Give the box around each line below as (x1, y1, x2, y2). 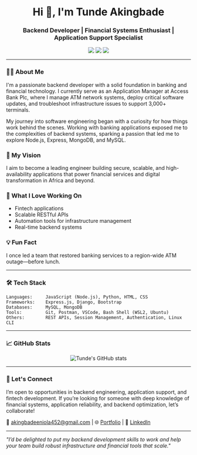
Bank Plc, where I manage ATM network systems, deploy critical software (6, 93, 184, 101)
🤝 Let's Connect (6, 375, 53, 383)
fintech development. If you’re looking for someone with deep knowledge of (6, 394, 189, 402)
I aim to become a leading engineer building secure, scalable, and (6, 165, 165, 172)
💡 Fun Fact (6, 238, 37, 246)
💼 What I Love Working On (6, 192, 82, 199)
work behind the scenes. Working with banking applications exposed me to (6, 123, 188, 131)
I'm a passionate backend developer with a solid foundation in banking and (6, 81, 187, 88)
